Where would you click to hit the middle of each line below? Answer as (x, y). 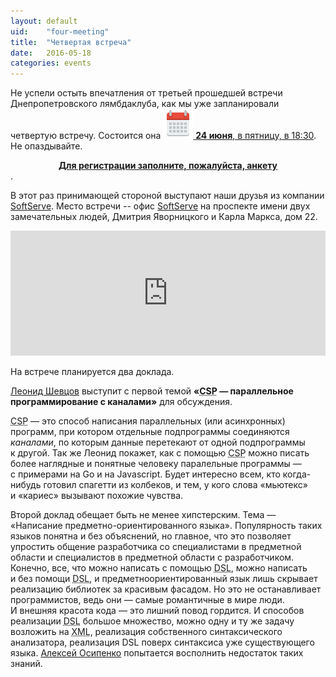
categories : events (51, 63)
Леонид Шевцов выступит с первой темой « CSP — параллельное (152, 391)
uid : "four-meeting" (60, 31)
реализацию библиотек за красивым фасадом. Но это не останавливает (166, 589)
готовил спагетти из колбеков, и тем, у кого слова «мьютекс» (175, 485)
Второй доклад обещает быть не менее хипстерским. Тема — (143, 515)
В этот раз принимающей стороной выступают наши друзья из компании (167, 196)
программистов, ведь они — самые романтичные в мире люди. (147, 600)
